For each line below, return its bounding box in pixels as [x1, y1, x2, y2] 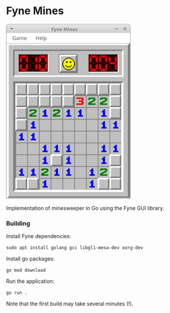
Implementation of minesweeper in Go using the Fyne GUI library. [6, 204, 165, 211]
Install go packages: [6, 255, 55, 262]
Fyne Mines [6, 4, 64, 18]
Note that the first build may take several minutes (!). [6, 300, 134, 308]
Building [6, 219, 31, 227]
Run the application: [6, 278, 55, 285]
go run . [6, 290, 28, 296]
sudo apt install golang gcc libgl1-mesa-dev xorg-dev [6, 245, 144, 251]
